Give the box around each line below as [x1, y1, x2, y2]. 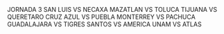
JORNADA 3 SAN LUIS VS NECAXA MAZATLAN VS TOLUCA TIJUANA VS [7, 6, 218, 13]
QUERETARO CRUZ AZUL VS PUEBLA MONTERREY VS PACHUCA [7, 12, 196, 21]
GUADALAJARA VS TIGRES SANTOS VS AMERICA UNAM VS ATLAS [7, 20, 203, 28]
